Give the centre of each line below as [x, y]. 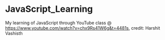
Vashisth [14, 33]
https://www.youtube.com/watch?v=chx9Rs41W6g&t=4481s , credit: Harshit [83, 28]
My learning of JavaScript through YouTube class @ [58, 23]
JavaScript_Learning [49, 9]
